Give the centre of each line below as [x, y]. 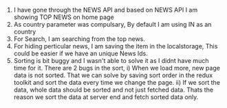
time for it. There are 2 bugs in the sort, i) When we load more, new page [117, 68]
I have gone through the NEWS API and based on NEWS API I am [106, 10]
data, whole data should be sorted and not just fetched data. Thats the [113, 90]
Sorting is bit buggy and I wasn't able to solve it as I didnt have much [111, 60]
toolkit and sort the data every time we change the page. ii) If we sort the [117, 82]
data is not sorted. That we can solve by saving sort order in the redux [113, 75]
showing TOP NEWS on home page [64, 17]
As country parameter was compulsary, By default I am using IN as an [112, 24]
